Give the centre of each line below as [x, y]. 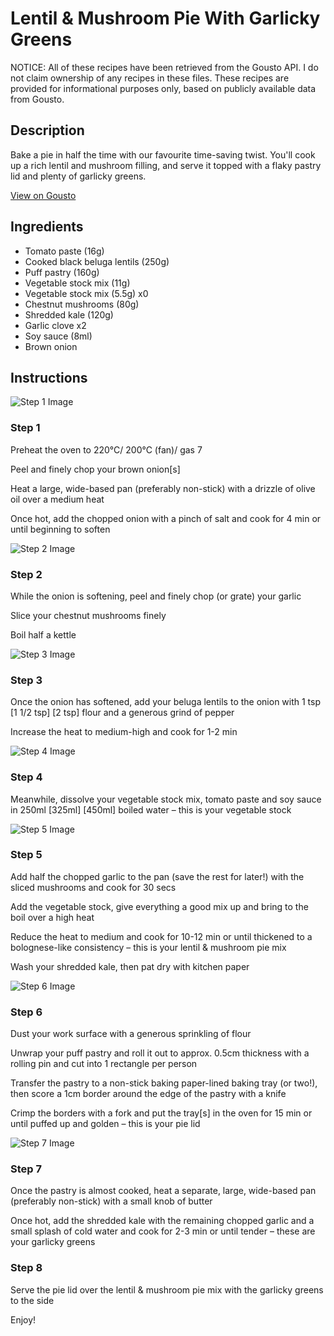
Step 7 [26, 1169]
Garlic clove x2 [55, 325]
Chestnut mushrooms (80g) [82, 304]
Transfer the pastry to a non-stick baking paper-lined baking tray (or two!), [164, 1083]
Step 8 [26, 1268]
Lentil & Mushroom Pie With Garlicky [165, 18]
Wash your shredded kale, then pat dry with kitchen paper [130, 966]
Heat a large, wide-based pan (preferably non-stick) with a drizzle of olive [163, 488]
